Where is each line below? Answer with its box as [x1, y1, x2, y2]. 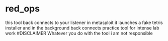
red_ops [5, 3, 40, 14]
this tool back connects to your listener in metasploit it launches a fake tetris [5, 19, 163, 25]
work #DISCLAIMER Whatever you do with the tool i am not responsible [5, 30, 153, 36]
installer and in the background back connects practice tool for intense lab [5, 24, 159, 30]
